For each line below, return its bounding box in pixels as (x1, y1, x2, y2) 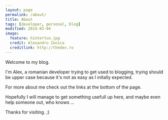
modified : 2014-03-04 (5, 26, 51, 31)
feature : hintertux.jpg (10, 36, 60, 41)
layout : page (5, 7, 33, 13)
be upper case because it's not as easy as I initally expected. (5, 74, 133, 80)
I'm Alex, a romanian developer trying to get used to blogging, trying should (5, 69, 163, 75)
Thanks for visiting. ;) (5, 109, 50, 115)
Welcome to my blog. (5, 59, 50, 65)
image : (5, 31, 19, 36)
